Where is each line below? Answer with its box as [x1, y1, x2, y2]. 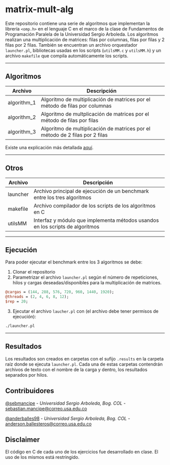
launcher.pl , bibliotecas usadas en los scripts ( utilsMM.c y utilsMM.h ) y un [5, 47, 161, 53]
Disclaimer [5, 435, 40, 444]
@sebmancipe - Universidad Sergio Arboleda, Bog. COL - [5, 400, 126, 406]
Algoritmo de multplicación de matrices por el [40, 110, 149, 117]
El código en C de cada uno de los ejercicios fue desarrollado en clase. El [5, 449, 158, 455]
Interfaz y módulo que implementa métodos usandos [33, 217, 159, 224]
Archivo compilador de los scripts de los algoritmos [33, 202, 156, 209]
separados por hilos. [5, 372, 48, 378]
